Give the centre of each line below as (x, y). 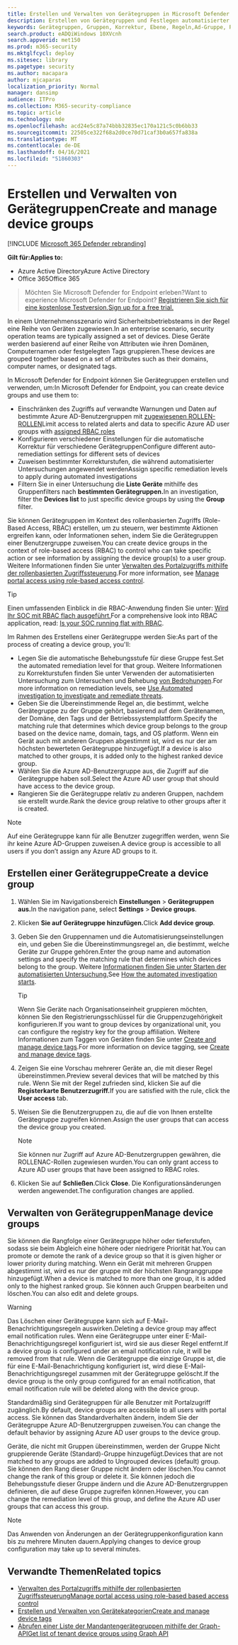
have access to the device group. (66, 786)
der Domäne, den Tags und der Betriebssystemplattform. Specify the (117, 718)
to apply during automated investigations (77, 476)
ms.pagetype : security (41, 67)
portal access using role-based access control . (76, 580)
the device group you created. (62, 1126)
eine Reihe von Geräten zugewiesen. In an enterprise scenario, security (111, 328)
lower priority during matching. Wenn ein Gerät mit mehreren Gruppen (110, 1264)
